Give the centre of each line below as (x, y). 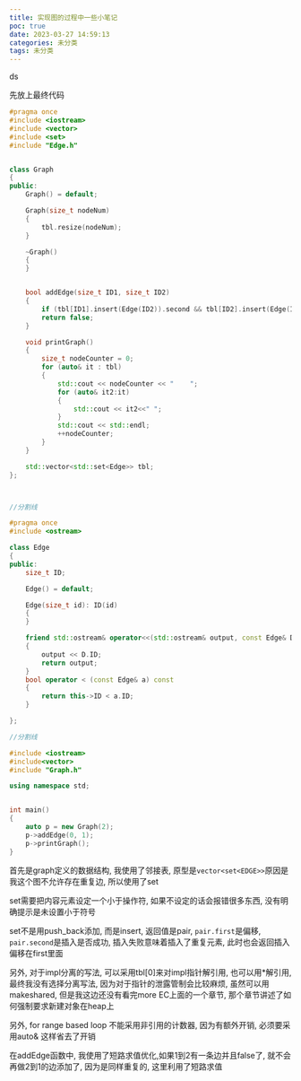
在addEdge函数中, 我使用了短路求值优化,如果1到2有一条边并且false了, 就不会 (150, 1055)
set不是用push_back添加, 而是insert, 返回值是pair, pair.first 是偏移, (135, 930)
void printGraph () (60, 342)
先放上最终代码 (37, 95)
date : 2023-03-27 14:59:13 (60, 34)
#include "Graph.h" (46, 770)
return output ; (70, 663)
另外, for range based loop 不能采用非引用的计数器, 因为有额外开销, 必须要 (146, 1024)
